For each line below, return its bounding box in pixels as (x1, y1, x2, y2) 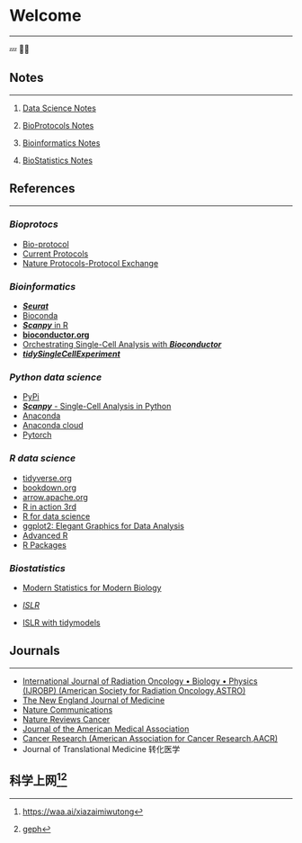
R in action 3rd (22, 501, 77, 512)
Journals (9, 643, 60, 659)
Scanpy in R (22, 320, 69, 331)
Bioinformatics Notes (22, 137, 101, 148)
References (9, 181, 75, 196)
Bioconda (22, 310, 58, 321)
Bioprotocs (9, 218, 58, 230)
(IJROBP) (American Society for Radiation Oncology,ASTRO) (22, 685, 246, 695)
